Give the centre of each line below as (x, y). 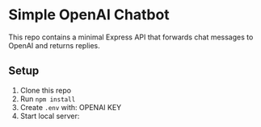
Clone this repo (45, 90)
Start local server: (50, 116)
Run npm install (48, 99)
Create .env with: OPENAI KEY (71, 107)
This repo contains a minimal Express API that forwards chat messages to (131, 37)
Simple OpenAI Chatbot (89, 15)
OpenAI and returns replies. (54, 45)
